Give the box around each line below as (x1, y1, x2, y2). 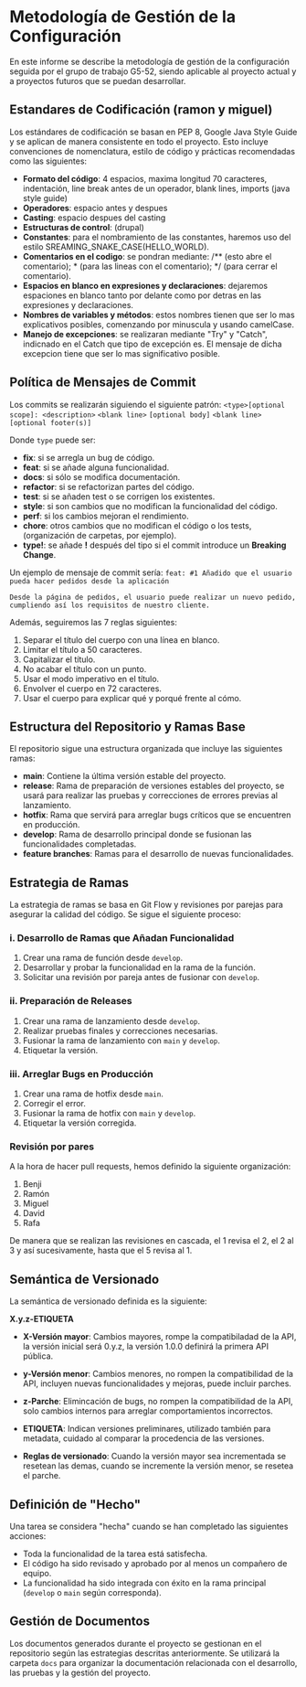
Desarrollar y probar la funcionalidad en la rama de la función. (22, 962, 256, 973)
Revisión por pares (9, 1140, 94, 1153)
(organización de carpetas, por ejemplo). (22, 529, 177, 540)
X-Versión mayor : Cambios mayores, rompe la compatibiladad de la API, (22, 1331, 297, 1342)
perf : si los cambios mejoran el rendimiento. (22, 510, 189, 521)
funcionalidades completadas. (22, 838, 137, 849)
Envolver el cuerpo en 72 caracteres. (22, 683, 163, 694)
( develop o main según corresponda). (22, 1587, 162, 1597)
